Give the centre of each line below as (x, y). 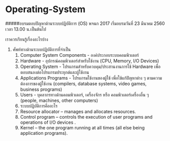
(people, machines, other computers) (59, 100)
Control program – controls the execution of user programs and (86, 117)
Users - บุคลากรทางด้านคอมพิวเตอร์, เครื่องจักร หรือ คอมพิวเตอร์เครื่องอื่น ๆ (84, 94)
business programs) (41, 89)
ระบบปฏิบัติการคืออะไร (39, 105)
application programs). (44, 133)
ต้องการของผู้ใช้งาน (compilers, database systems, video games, (83, 83)
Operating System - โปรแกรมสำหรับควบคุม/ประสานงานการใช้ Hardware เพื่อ (90, 66)
